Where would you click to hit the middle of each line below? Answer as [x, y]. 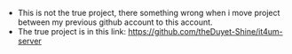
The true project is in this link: [72, 31]
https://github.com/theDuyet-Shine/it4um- [205, 31]
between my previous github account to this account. [115, 22]
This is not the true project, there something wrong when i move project [149, 13]
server [29, 41]
